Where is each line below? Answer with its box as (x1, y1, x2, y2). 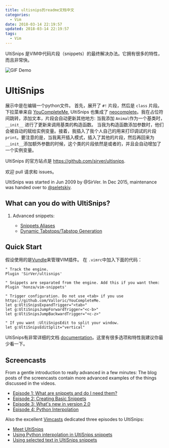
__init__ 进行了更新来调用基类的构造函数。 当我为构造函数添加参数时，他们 (5, 121, 164, 127)
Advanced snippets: (12, 213, 55, 219)
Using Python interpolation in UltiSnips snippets (12, 432, 113, 438)
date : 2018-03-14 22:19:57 (5, 21, 62, 27)
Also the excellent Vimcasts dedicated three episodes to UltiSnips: (5, 416, 144, 423)
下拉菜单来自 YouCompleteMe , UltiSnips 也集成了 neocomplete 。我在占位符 (5, 109, 164, 115)
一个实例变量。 (5, 147, 37, 153)
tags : (5, 31, 17, 36)
